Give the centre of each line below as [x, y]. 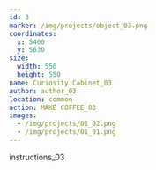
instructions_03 [37, 157]
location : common [41, 99]
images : [23, 115]
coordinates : [33, 33]
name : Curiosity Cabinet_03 [61, 83]
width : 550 [37, 67]
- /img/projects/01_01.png [67, 132]
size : [19, 58]
